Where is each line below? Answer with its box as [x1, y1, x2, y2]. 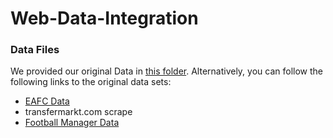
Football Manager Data [24, 117, 120, 129]
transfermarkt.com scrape [24, 106, 133, 118]
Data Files [10, 43, 60, 57]
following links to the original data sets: [10, 76, 172, 88]
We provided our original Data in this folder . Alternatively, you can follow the [10, 65, 323, 77]
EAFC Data [24, 95, 70, 107]
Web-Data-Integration [10, 7, 199, 30]
